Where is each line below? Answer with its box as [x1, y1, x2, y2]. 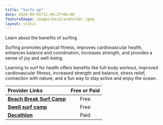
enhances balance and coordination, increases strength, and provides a [5, 50, 153, 56]
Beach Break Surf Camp [7, 96, 66, 103]
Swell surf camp [7, 104, 47, 111]
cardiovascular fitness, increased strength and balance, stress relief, [5, 70, 146, 76]
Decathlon [7, 112, 33, 119]
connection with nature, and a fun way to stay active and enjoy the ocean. [5, 75, 157, 81]
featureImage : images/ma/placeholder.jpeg [5, 16, 95, 21]
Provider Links [7, 87, 43, 94]
